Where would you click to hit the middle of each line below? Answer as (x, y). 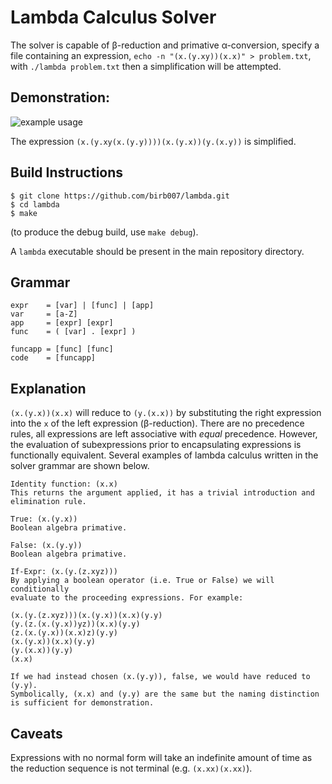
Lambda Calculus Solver (113, 17)
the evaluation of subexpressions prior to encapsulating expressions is (156, 445)
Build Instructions (67, 172)
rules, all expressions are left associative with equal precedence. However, (164, 434)
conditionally (40, 589)
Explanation (48, 388)
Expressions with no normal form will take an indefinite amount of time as (161, 757)
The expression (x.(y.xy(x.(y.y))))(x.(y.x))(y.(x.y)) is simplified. (153, 141)
